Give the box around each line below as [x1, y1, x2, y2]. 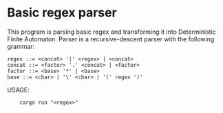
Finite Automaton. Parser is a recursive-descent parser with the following [7, 34, 215, 43]
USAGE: [7, 85, 30, 94]
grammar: [7, 42, 35, 50]
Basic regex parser [7, 5, 117, 21]
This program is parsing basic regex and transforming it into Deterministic [7, 28, 217, 36]
